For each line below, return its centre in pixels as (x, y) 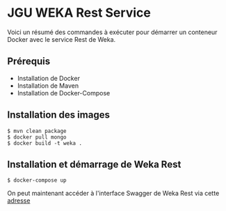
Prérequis (29, 62)
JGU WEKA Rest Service (79, 13)
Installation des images (58, 115)
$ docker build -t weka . (45, 143)
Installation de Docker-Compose (64, 93)
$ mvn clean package (37, 131)
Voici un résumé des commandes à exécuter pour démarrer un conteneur (112, 32)
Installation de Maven (48, 86)
